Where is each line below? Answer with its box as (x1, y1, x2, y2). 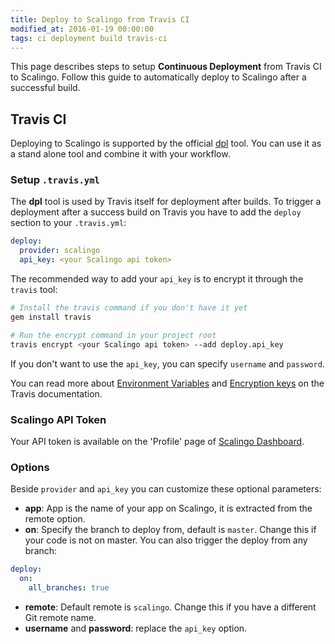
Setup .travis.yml (10, 173, 100, 187)
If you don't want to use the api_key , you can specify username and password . (10, 357, 325, 370)
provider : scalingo (19, 246, 101, 256)
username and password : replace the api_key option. (24, 622, 248, 634)
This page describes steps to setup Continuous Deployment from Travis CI (10, 61, 322, 73)
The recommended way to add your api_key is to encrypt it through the (10, 273, 304, 285)
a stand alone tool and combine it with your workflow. (10, 148, 231, 160)
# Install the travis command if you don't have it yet (10, 303, 248, 313)
